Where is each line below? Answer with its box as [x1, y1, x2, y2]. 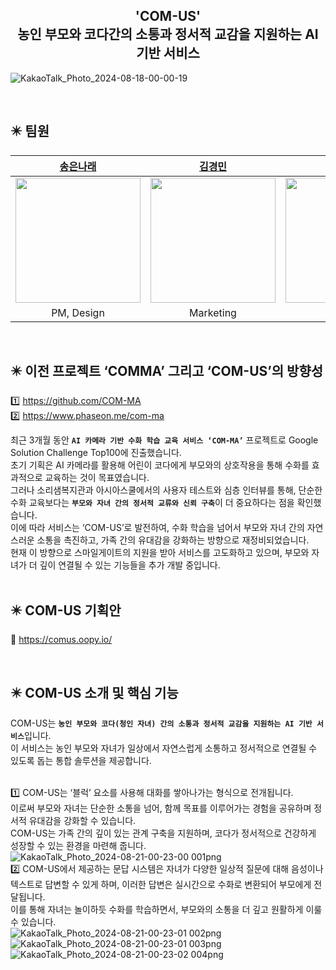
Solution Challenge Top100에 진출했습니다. [10, 447, 182, 459]
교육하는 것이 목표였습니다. [44, 472, 150, 484]
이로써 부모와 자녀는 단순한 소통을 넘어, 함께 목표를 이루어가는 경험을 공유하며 [10, 802, 312, 814]
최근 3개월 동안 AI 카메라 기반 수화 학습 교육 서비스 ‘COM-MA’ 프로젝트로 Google [10, 434, 319, 446]
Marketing [189, 305, 237, 319]
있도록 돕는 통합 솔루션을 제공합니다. [10, 755, 152, 767]
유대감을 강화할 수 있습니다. [28, 815, 137, 827]
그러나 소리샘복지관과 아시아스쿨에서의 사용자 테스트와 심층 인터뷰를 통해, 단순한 [10, 484, 323, 496]
